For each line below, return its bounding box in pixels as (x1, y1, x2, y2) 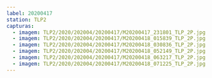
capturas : (6, 22, 35, 29)
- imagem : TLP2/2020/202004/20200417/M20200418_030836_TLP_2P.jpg (12, 41, 206, 48)
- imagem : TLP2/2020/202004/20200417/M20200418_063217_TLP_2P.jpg (12, 54, 206, 61)
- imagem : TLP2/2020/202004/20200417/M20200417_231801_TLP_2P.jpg (12, 28, 206, 36)
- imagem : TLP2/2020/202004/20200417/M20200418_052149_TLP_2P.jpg (12, 48, 206, 55)
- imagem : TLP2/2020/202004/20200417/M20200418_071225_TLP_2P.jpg (12, 60, 206, 67)
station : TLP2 (6, 16, 47, 23)
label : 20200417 (6, 9, 53, 17)
